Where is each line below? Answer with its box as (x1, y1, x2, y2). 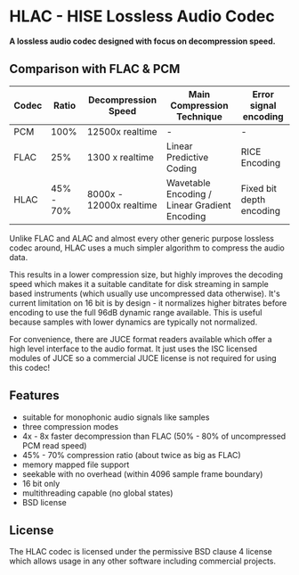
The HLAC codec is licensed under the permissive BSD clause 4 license (9, 546, 273, 557)
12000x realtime (86, 199, 158, 211)
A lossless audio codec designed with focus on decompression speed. (9, 36, 276, 46)
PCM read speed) (21, 439, 87, 451)
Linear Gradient (166, 199, 231, 211)
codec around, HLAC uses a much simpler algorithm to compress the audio (9, 242, 285, 253)
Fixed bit (240, 182, 278, 194)
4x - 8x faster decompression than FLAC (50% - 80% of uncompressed (21, 431, 287, 441)
